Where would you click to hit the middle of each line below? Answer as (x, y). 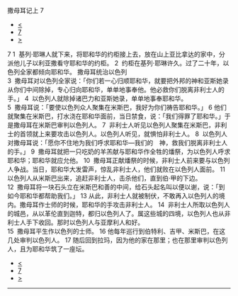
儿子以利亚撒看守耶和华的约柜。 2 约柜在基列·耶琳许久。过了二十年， (121, 63)
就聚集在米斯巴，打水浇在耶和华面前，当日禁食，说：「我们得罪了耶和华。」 (116, 116)
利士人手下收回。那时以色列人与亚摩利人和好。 (75, 222)
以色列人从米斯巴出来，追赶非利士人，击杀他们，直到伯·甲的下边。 (104, 178)
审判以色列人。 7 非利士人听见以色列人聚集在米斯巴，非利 (142, 125)
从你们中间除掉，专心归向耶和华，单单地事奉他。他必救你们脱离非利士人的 (116, 90)
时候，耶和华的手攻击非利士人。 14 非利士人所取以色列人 (146, 205)
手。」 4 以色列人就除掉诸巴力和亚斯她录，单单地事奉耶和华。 (97, 98)
